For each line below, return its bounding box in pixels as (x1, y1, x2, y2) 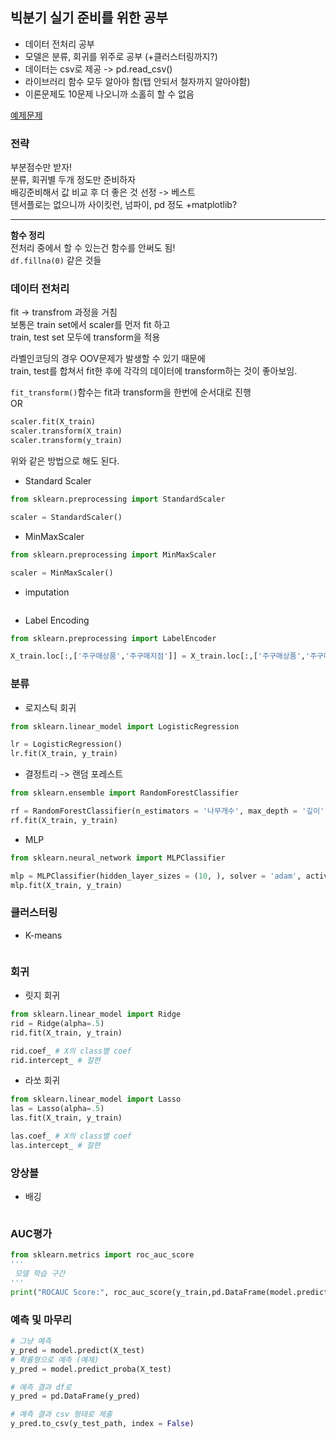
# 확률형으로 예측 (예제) (10, 1354, 100, 1365)
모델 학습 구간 (14, 1269, 66, 1279)
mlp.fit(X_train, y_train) (10, 880, 123, 890)
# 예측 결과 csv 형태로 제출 (10, 1409, 113, 1420)
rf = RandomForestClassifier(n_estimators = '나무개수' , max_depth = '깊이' (10, 806, 325, 817)
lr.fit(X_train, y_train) (10, 749, 118, 759)
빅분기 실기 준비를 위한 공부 (10, 9, 168, 27)
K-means (24, 929, 63, 941)
